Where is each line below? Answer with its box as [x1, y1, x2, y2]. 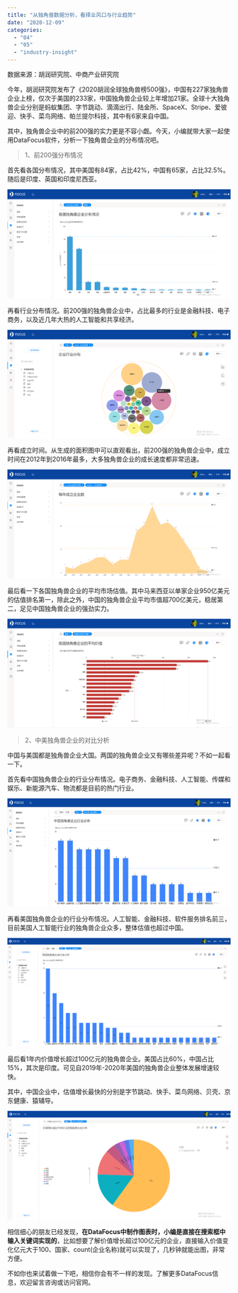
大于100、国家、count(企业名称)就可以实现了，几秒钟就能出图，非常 [25, 1245, 225, 1253]
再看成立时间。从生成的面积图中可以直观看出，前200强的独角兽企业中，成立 [7, 445, 230, 454]
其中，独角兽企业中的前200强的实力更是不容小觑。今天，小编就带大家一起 [7, 127, 225, 135]
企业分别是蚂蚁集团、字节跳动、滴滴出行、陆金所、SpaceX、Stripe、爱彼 [13, 103, 227, 111]
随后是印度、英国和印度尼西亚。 [7, 174, 101, 183]
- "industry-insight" [13, 49, 78, 56]
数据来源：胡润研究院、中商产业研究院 [7, 70, 119, 78]
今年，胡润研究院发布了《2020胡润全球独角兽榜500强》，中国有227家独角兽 [7, 85, 229, 94]
